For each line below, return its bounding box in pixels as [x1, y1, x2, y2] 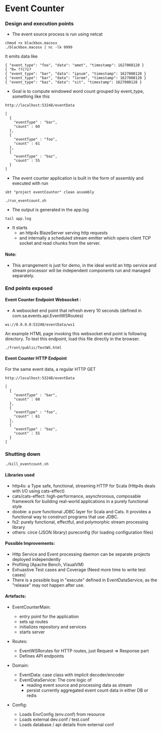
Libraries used [5, 472, 35, 478]
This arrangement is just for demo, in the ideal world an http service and [12, 262, 157, 268]
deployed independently [12, 556, 61, 562]
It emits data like [5, 53, 38, 59]
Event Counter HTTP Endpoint [5, 355, 67, 361]
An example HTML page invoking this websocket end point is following [5, 331, 147, 336]
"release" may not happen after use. [12, 582, 85, 588]
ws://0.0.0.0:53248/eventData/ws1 [5, 322, 75, 327]
